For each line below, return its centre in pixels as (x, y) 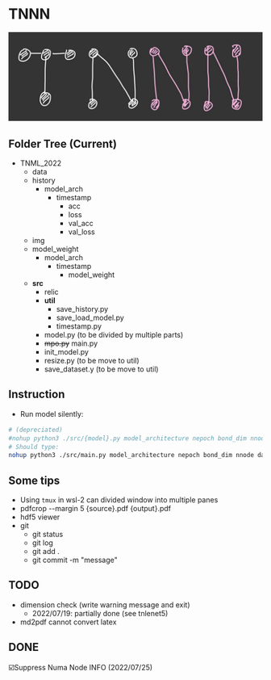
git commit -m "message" (75, 560)
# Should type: (34, 447)
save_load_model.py (90, 317)
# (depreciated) (35, 430)
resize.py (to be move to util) (92, 360)
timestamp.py (79, 326)
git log (43, 543)
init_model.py (66, 351)
